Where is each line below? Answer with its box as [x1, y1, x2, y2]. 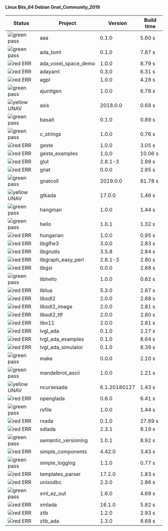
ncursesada [39, 384, 67, 391]
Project [58, 20, 76, 27]
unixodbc [39, 479, 62, 486]
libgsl [39, 264, 52, 271]
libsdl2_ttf [39, 311, 63, 318]
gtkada [39, 192, 56, 199]
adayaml [39, 68, 60, 75]
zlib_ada [39, 517, 59, 524]
